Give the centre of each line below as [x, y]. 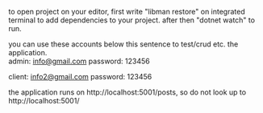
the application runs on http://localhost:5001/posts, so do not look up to [127, 92]
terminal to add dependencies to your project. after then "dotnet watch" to [132, 20]
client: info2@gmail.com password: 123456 [80, 77]
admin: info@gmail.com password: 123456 [79, 61]
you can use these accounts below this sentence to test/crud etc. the [123, 44]
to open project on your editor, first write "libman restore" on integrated [127, 12]
